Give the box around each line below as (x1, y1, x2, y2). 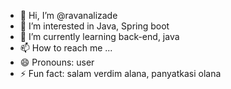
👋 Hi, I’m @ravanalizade (19, 10, 118, 21)
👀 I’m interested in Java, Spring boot (19, 20, 170, 32)
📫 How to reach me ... (19, 42, 113, 54)
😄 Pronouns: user (19, 56, 95, 68)
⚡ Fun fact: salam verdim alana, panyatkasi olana (19, 68, 222, 79)
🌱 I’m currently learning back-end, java (19, 31, 180, 42)
